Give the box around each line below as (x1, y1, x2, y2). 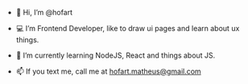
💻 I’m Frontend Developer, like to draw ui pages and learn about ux (15, 24, 240, 33)
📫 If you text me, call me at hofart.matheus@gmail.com (15, 66, 201, 76)
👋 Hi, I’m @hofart (15, 8, 73, 17)
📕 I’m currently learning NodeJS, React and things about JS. (15, 50, 216, 60)
